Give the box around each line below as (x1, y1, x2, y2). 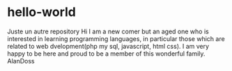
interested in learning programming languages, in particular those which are (7, 34, 225, 42)
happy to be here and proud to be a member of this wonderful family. (7, 49, 206, 58)
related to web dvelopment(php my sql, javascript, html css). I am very (7, 42, 210, 50)
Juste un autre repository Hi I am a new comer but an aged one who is (7, 27, 209, 35)
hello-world (7, 4, 77, 20)
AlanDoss (7, 56, 35, 65)
